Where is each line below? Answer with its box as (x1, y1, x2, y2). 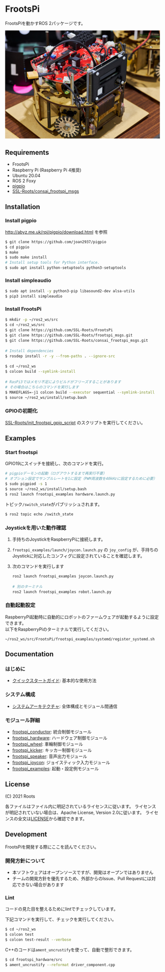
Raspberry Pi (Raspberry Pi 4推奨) (12, 167, 82, 173)
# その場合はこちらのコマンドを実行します (5, 385, 80, 389)
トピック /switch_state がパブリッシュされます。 (5, 501, 102, 507)
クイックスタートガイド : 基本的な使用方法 (12, 678, 97, 684)
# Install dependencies (5, 348, 54, 353)
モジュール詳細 (5, 717, 40, 723)
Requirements (5, 148, 49, 157)
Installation (5, 202, 40, 211)
